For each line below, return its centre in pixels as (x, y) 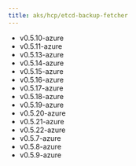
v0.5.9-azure (40, 155)
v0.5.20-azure (42, 113)
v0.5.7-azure (40, 138)
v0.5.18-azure (42, 96)
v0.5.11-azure (41, 46)
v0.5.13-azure (42, 54)
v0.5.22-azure (42, 130)
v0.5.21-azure (42, 121)
